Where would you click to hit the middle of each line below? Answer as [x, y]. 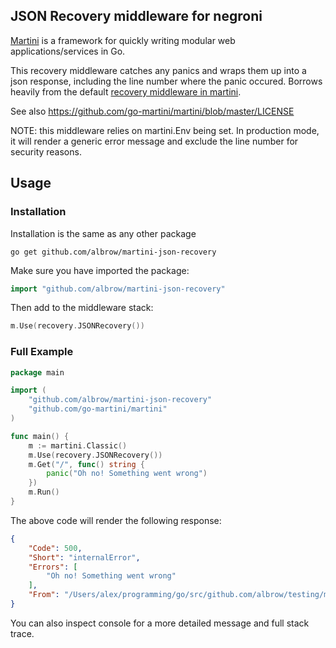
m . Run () [44, 492]
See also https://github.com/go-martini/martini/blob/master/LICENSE [152, 111]
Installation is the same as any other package [103, 233]
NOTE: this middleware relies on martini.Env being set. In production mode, [165, 130]
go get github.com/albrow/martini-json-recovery [113, 252]
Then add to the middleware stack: [82, 308]
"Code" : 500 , [55, 548]
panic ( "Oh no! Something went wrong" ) [127, 474]
